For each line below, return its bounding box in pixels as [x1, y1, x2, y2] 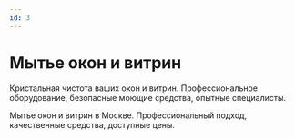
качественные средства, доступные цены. [9, 119, 176, 130]
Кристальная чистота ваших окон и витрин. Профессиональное [9, 83, 258, 94]
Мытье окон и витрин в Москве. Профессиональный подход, [9, 110, 248, 121]
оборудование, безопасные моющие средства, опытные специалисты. [9, 92, 287, 103]
